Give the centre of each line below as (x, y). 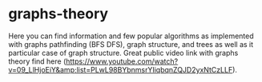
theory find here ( (37, 61)
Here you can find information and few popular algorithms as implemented (131, 36)
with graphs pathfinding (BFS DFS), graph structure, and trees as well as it (131, 44)
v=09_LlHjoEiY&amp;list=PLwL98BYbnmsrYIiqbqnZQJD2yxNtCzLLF (121, 69)
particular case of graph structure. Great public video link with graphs (123, 53)
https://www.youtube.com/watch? (122, 61)
